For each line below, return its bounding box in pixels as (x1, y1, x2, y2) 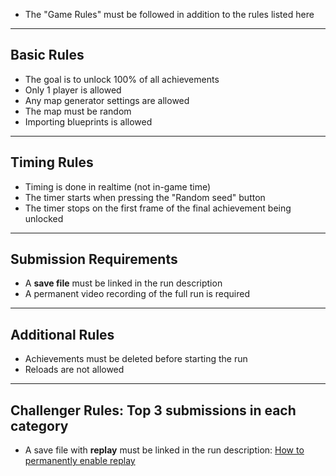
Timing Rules (10, 154, 94, 171)
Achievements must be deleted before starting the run (24, 353, 248, 365)
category (10, 417, 69, 434)
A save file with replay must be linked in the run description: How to (24, 444, 305, 456)
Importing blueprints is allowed (24, 115, 153, 128)
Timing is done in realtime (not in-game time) (24, 180, 212, 193)
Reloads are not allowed (24, 364, 125, 376)
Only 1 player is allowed (24, 84, 122, 96)
